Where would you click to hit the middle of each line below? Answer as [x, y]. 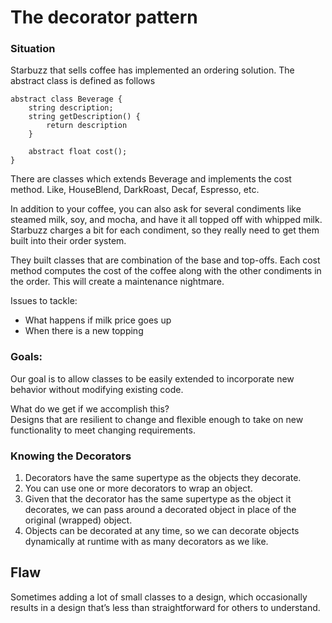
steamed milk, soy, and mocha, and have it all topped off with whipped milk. [166, 220]
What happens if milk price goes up [98, 320]
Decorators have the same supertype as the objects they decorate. [163, 478]
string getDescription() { [84, 117]
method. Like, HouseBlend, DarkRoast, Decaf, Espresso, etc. [135, 190]
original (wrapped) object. [78, 520]
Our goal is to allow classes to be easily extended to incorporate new [152, 378]
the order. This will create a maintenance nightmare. [117, 282]
